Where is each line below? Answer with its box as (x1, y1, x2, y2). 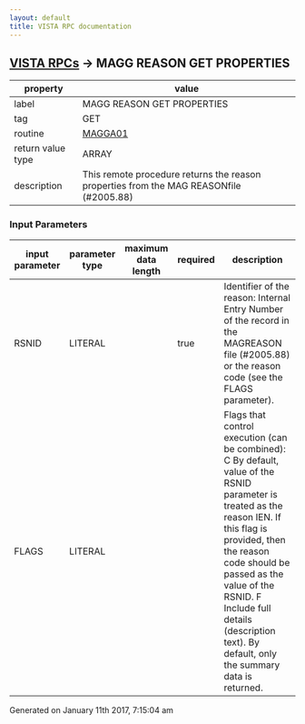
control (223, 419, 254, 432)
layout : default (9, 13, 71, 23)
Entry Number (223, 302, 284, 315)
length (132, 265, 162, 277)
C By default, (223, 454, 280, 467)
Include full (223, 601, 271, 614)
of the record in (223, 314, 290, 327)
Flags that (223, 408, 266, 421)
